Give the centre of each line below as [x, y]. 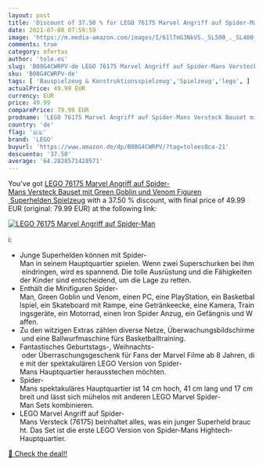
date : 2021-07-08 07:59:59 [52, 30]
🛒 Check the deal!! [38, 454]
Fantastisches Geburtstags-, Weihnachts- [87, 347]
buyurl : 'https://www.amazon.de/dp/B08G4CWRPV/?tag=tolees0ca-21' [119, 147]
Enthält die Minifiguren [56, 289]
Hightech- [216, 430]
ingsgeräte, [38, 314]
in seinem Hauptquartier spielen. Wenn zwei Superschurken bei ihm [145, 264]
